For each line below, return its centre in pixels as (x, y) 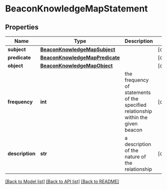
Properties (22, 27)
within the (136, 117)
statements (138, 93)
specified (135, 105)
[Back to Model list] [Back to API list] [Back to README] (62, 182)
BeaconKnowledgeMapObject (76, 66)
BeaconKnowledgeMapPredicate (80, 58)
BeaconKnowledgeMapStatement (77, 9)
